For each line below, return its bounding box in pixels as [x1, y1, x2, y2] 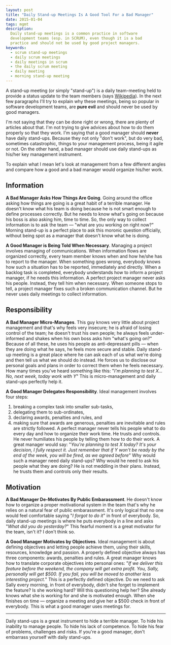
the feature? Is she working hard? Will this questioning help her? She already [6, 587, 166, 593]
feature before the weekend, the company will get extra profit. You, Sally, [6, 566, 159, 572]
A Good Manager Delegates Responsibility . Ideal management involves [6, 388, 157, 394]
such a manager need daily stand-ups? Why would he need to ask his [13, 458, 159, 464]
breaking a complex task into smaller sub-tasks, [13, 403, 114, 409]
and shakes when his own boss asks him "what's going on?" [25, 335, 152, 341]
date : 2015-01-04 [6, 17, 43, 22]
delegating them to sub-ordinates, [13, 409, 85, 415]
